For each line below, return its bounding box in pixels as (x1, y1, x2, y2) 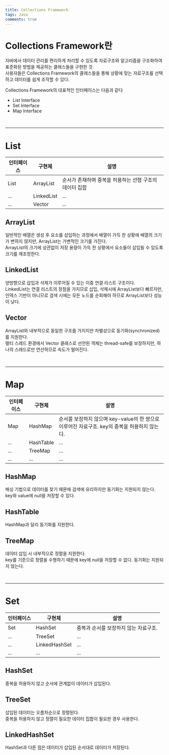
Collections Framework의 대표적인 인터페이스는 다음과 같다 (5, 87, 123, 93)
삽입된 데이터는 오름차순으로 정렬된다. (5, 709, 79, 715)
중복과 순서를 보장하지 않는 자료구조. (76, 625, 158, 631)
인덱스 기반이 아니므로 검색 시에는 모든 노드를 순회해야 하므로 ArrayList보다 (5, 292, 153, 298)
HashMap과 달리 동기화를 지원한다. (5, 522, 75, 528)
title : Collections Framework (5, 7, 69, 13)
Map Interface (12, 108, 42, 114)
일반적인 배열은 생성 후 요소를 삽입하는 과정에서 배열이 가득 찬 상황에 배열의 (5, 232, 153, 238)
